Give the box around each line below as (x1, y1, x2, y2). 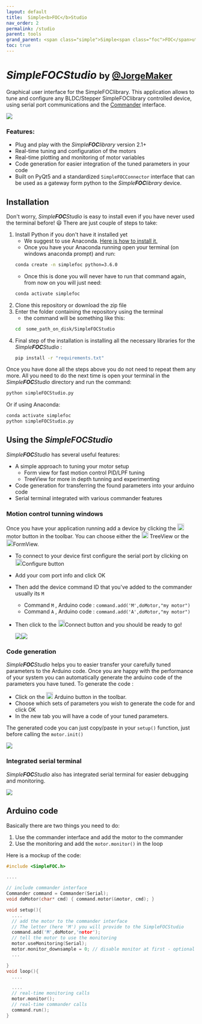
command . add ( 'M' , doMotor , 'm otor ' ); (11, 929, 101, 936)
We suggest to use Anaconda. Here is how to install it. (23, 237, 158, 244)
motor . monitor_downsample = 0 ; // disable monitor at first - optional (11, 946, 195, 952)
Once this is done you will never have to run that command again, (23, 272, 186, 280)
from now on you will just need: (23, 279, 102, 286)
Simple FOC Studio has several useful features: (6, 451, 120, 458)
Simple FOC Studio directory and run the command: (6, 379, 132, 386)
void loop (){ (6, 968, 39, 974)
